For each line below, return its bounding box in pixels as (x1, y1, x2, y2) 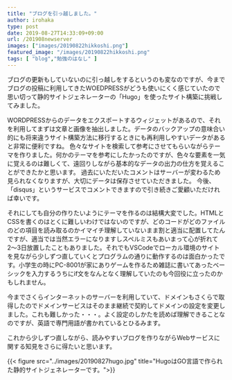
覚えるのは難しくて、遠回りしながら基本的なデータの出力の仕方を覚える (12, 159, 220, 167)
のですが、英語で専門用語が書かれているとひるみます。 (7, 318, 164, 327)
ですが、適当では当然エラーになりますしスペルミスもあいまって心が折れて (7, 234, 219, 243)
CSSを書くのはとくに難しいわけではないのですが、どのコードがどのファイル (7, 217, 226, 225)
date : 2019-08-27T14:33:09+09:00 (7, 29, 104, 37)
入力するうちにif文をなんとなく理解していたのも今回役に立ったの (30, 269, 217, 277)
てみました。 (7, 101, 41, 110)
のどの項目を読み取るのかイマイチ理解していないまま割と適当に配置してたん (7, 226, 226, 234)
